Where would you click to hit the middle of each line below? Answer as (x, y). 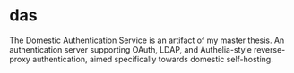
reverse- (270, 49)
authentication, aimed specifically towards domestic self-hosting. (153, 59)
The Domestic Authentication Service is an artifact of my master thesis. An (147, 40)
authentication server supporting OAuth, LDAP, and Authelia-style (131, 49)
